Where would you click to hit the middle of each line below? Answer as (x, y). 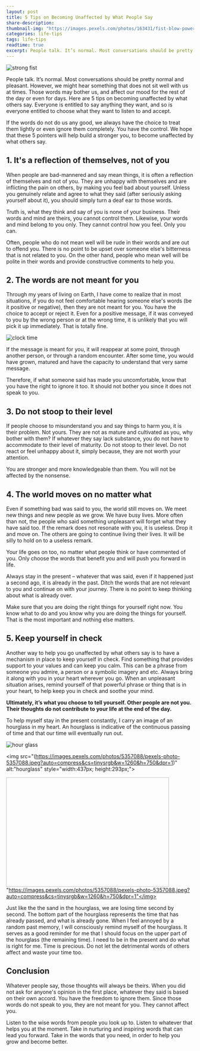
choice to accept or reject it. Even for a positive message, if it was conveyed (100, 314)
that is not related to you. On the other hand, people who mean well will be (97, 255)
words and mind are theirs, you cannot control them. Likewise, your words (97, 218)
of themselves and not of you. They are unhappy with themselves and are (96, 181)
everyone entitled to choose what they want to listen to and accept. (89, 111)
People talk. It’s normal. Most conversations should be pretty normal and (95, 79)
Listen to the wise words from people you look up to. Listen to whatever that (99, 1022)
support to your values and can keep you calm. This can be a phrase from (97, 665)
